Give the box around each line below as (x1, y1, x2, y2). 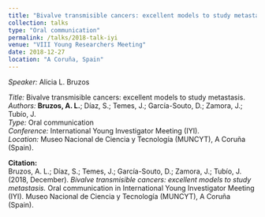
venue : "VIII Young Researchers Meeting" (8, 41, 147, 49)
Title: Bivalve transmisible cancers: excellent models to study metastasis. (8, 92, 246, 102)
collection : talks (8, 19, 69, 27)
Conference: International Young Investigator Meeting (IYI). (8, 125, 200, 135)
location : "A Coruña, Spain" (8, 56, 104, 64)
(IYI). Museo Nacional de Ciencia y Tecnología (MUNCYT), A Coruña (8, 191, 231, 201)
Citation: (8, 158, 38, 167)
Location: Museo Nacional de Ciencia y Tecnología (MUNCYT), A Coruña (8, 134, 246, 144)
